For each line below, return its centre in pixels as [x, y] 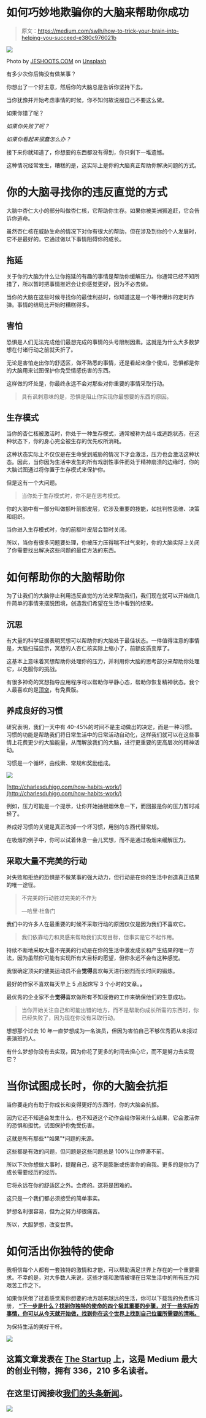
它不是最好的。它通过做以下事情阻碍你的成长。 [65, 239]
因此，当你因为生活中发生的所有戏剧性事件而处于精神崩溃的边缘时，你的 [108, 462]
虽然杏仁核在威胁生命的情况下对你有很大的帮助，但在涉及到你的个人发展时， [103, 231]
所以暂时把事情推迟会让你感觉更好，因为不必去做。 [87, 284]
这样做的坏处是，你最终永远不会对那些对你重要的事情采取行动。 [87, 383]
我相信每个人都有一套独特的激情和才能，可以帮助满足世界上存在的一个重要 [100, 1269]
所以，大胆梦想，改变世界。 [41, 1224]
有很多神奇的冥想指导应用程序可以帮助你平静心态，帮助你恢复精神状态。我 [100, 682]
